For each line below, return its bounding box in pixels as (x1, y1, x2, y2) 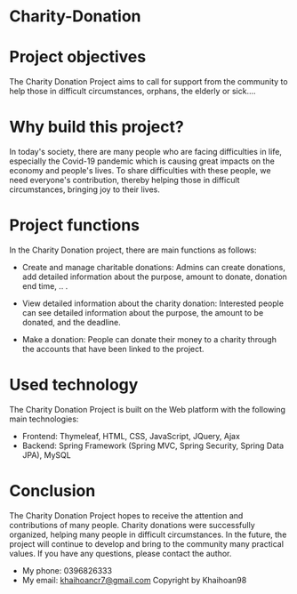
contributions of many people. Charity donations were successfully (9, 519, 255, 530)
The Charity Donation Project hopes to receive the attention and (9, 510, 244, 521)
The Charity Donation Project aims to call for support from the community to (9, 76, 288, 87)
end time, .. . (21, 281, 68, 291)
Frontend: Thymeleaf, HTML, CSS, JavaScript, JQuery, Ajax (21, 430, 240, 441)
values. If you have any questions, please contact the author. (9, 548, 232, 558)
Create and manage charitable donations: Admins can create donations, (21, 262, 286, 272)
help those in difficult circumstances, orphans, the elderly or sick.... (9, 86, 256, 97)
